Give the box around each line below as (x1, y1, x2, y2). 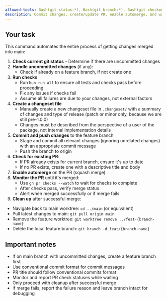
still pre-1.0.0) (19, 116, 48, 122)
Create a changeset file (12, 100, 62, 107)
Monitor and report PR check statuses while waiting (12, 275, 118, 281)
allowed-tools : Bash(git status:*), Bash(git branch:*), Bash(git (5, 7, 146, 12)
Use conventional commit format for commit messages (12, 264, 125, 270)
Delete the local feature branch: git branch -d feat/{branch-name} (12, 226, 150, 232)
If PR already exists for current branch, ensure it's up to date (19, 159, 144, 165)
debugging (12, 291, 35, 297)
